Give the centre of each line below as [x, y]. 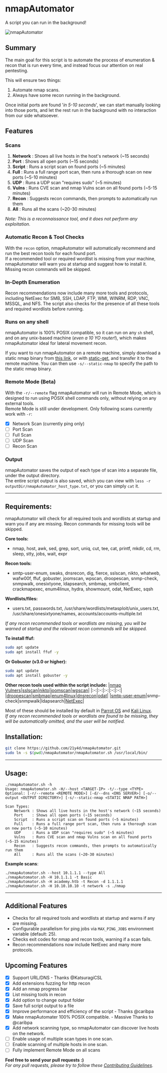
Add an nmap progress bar [40, 989]
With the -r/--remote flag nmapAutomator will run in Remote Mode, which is [83, 393]
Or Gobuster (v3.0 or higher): [36, 661]
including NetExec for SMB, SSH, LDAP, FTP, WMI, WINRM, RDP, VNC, [77, 298]
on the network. [29, 1034]
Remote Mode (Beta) [31, 382]
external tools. [20, 403]
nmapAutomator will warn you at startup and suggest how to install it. [76, 264]
